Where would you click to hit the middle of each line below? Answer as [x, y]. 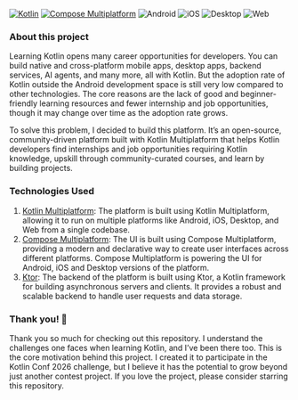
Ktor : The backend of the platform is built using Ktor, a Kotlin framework [154, 277]
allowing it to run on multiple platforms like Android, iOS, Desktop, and [150, 220]
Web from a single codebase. [76, 229]
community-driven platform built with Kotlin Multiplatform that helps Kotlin [145, 140]
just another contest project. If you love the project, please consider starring [149, 376]
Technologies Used [52, 192]
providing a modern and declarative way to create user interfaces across [155, 249]
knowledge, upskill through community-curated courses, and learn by [137, 159]
